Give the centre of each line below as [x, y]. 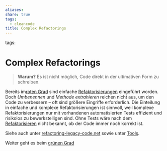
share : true [18, 14]
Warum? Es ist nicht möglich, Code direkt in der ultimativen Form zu [88, 77]
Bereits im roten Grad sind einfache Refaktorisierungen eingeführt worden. [82, 92]
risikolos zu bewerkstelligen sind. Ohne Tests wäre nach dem [69, 118]
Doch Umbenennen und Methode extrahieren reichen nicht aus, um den [80, 97]
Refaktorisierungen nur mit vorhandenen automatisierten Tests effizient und [84, 113]
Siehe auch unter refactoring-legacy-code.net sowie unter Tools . [72, 133]
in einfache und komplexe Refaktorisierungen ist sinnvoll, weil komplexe [80, 107]
